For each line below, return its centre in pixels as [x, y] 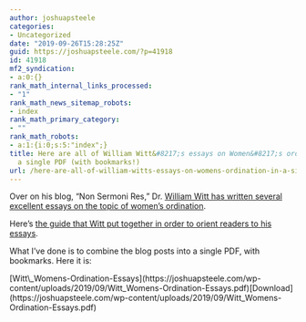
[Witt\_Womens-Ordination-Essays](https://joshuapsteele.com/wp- [135, 278]
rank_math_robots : [44, 137]
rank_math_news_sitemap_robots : [71, 103]
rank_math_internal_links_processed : [81, 86]
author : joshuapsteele [52, 18]
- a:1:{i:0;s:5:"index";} [58, 145]
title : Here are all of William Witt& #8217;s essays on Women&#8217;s [146, 153]
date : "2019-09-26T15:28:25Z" [67, 43]
